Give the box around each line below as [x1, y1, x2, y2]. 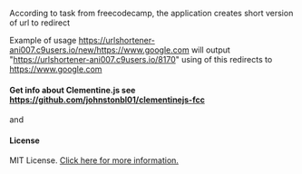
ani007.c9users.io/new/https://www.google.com [9, 44, 190, 55]
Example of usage [9, 35, 77, 45]
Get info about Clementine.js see [9, 84, 136, 95]
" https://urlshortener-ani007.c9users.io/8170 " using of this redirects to [9, 54, 273, 64]
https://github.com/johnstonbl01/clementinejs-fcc [9, 94, 206, 105]
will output [190, 44, 231, 55]
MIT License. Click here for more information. [9, 155, 180, 166]
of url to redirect [9, 17, 71, 28]
